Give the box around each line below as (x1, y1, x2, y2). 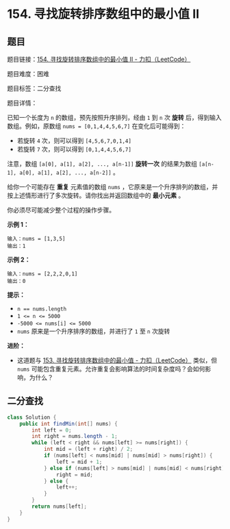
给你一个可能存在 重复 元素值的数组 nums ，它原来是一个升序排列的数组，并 (7, 183, 218, 190)
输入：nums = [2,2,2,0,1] (7, 271, 78, 278)
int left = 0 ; (31, 426, 72, 434)
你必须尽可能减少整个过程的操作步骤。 (7, 206, 115, 214)
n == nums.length (16, 306, 67, 312)
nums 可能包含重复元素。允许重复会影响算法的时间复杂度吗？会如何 (16, 365, 205, 373)
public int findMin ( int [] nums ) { (19, 420, 118, 427)
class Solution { (7, 414, 57, 421)
